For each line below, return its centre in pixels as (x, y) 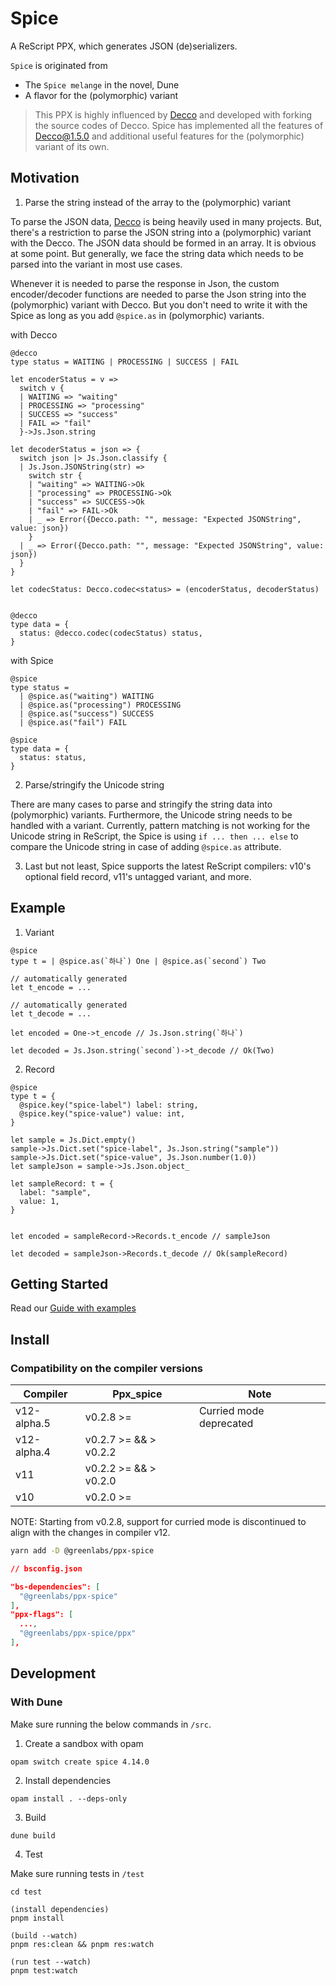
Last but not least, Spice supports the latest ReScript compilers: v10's (168, 866)
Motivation (45, 178)
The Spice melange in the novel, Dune (102, 84)
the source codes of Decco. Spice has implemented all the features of (179, 125)
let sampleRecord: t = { (62, 1183)
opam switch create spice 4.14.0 (80, 1762)
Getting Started (59, 1283)
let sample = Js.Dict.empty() (73, 1140)
